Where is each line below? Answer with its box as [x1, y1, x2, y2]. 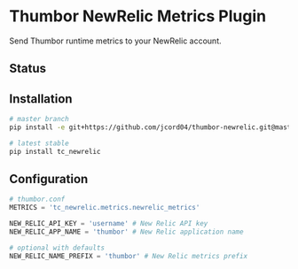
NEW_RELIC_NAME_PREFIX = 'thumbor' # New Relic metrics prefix [9, 251, 248, 260]
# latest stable [9, 139, 69, 148]
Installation [9, 91, 73, 106]
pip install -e [9, 123, 66, 132]
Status [9, 61, 47, 76]
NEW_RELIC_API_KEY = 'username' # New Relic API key [9, 219, 208, 228]
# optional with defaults [9, 243, 105, 252]
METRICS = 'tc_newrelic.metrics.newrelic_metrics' [9, 204, 200, 212]
